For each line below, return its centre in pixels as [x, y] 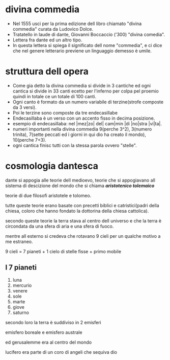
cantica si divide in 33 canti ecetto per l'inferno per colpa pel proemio [86, 91]
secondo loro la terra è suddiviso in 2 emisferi [53, 322]
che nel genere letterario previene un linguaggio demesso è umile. [82, 51]
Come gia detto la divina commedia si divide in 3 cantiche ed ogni [82, 85]
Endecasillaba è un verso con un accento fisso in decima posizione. [84, 118]
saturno [21, 312]
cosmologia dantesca [52, 166]
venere [20, 290]
